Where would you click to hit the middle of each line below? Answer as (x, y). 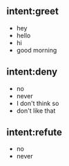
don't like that (36, 111)
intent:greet (33, 11)
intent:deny (32, 72)
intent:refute (34, 132)
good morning (37, 50)
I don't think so (38, 103)
